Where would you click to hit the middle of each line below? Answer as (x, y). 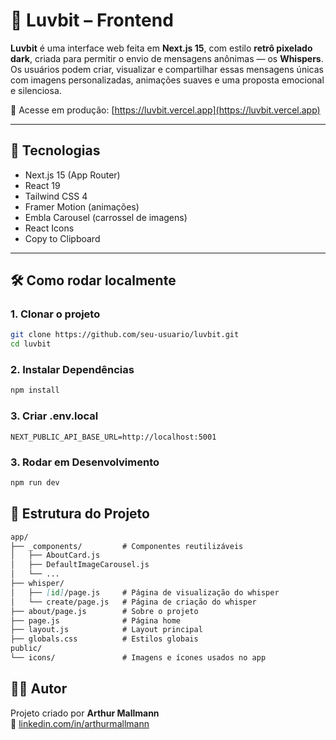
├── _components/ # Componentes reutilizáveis (127, 546)
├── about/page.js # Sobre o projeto (104, 611)
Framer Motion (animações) (82, 206)
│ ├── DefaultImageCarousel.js (80, 565)
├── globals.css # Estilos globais (104, 639)
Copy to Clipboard (62, 238)
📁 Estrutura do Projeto (80, 514)
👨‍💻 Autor (39, 689)
